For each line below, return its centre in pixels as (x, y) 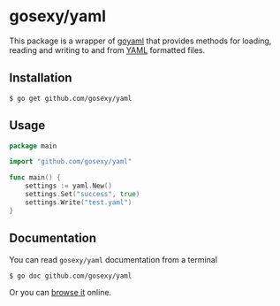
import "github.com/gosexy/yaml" (71, 162)
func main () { (35, 178)
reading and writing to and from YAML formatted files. (107, 50)
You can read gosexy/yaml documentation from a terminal (114, 259)
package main (33, 146)
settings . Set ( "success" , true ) (83, 195)
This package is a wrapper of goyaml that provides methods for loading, (140, 41)
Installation (41, 78)
